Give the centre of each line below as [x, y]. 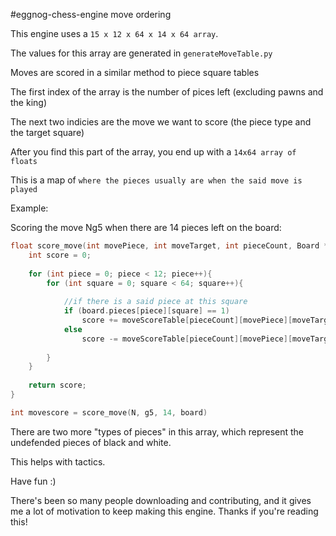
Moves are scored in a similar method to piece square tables [135, 72]
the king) [28, 102]
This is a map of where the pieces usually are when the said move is [156, 180]
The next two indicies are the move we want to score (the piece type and [161, 122]
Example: [29, 208]
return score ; [57, 385]
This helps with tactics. [58, 461]
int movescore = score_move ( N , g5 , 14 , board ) [109, 412]
